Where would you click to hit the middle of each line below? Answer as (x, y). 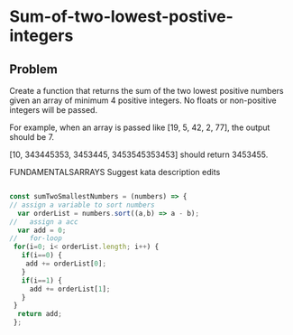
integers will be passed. (53, 110)
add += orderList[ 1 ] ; (70, 289)
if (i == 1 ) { (42, 280)
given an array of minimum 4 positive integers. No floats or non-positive (143, 100)
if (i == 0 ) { (42, 256)
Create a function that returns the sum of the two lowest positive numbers (146, 91)
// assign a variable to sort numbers (82, 205)
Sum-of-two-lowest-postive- (122, 17)
